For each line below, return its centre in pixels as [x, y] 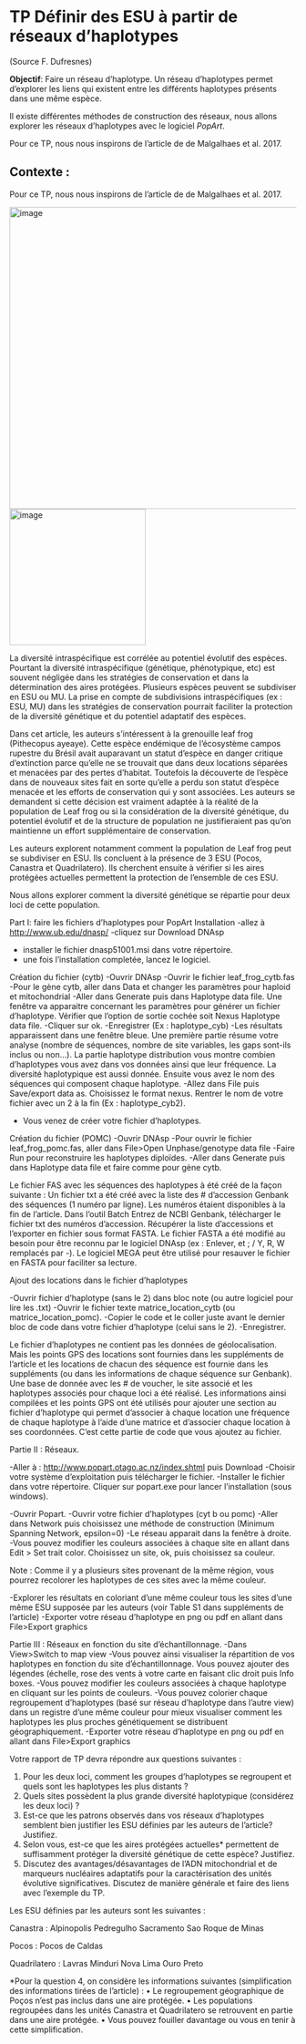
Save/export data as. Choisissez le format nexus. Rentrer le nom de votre [147, 1093]
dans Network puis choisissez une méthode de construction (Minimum [142, 1523]
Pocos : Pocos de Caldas [56, 1946]
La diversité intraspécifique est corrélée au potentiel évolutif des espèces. [148, 657]
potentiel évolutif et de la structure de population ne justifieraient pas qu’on [150, 821]
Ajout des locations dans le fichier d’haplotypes [99, 1280]
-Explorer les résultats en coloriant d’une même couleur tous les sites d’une [151, 1597]
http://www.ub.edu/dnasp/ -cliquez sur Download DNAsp [117, 932]
